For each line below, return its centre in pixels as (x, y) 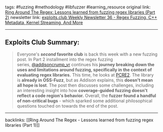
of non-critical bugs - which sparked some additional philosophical (85, 101)
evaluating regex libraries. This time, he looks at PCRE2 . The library (85, 75)
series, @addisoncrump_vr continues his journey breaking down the (86, 64)
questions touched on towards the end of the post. (68, 106)
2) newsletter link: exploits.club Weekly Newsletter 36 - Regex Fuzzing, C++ (81, 17)
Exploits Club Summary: (42, 43)
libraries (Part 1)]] (22, 125)
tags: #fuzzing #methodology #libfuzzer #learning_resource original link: (78, 7)
